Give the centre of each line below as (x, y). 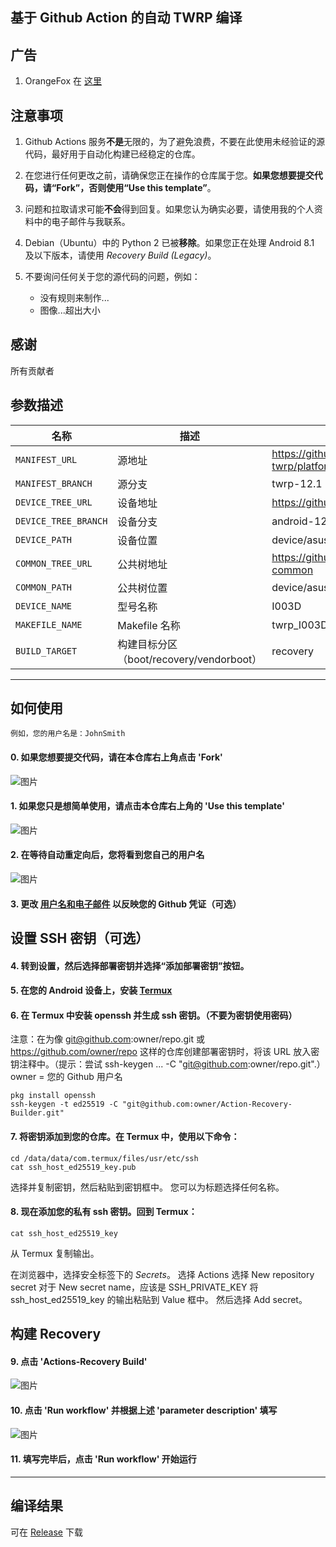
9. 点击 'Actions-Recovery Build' (79, 1361)
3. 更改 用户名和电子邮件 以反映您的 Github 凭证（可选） (126, 904)
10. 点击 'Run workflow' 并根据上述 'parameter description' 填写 (144, 1410)
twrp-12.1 (297, 483)
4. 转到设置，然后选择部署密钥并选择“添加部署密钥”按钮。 (130, 965)
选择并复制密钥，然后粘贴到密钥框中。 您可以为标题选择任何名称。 (147, 1187)
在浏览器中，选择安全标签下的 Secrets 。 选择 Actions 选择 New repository (162, 1274)
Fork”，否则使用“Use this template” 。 (136, 188)
